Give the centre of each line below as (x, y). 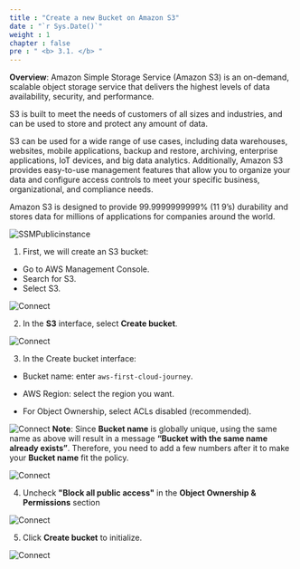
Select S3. (42, 289)
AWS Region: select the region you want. (98, 394)
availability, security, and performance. (82, 97)
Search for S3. (49, 279)
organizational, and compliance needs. (81, 189)
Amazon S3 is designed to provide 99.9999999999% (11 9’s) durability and (149, 207)
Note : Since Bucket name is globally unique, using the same (164, 429)
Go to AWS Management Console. (86, 269)
